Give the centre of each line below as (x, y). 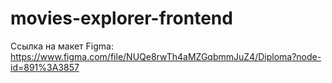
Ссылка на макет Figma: (62, 46)
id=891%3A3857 (45, 67)
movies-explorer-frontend (121, 18)
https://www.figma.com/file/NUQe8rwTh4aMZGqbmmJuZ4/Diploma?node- (166, 56)
